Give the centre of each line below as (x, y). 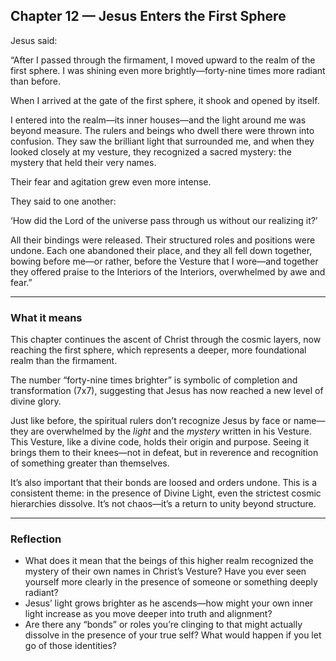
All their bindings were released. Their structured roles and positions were (163, 240)
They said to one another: (63, 201)
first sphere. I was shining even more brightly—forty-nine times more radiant (168, 70)
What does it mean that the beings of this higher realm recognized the (169, 561)
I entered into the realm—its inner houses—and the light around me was (158, 120)
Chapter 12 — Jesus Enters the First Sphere (148, 16)
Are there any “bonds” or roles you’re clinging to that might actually (163, 625)
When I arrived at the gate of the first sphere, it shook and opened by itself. (165, 100)
